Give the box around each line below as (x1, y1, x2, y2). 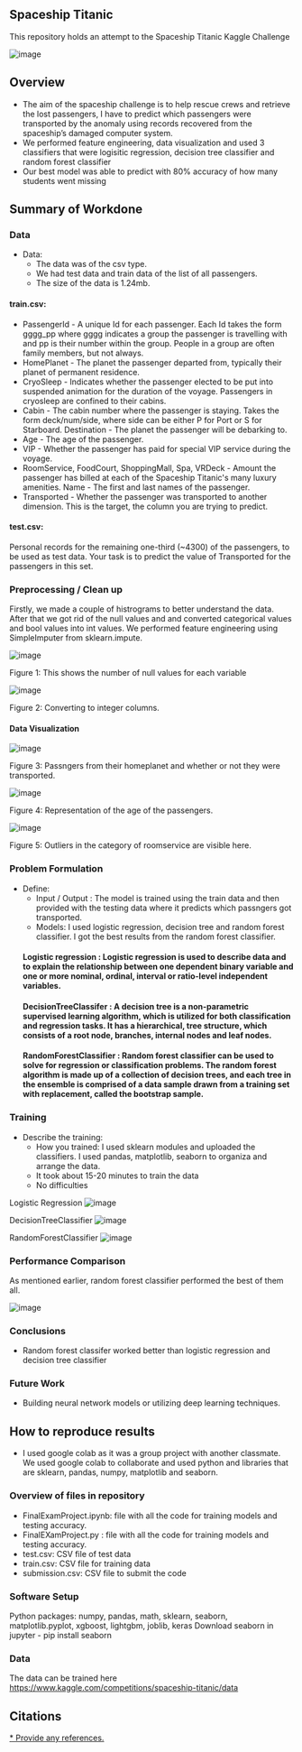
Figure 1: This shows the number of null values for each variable (9, 668, 247, 678)
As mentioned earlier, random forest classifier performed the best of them (9, 1275, 284, 1286)
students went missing (22, 175, 106, 186)
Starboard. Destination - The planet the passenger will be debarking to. (22, 424, 288, 435)
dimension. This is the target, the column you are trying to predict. (22, 501, 269, 512)
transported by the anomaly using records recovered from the (22, 117, 252, 129)
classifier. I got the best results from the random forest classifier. (35, 931, 277, 942)
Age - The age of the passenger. (22, 433, 144, 445)
